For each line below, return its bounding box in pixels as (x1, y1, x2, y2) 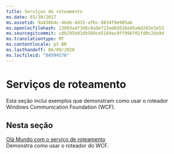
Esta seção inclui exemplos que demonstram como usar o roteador (6, 97, 169, 104)
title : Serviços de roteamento (6, 8, 83, 15)
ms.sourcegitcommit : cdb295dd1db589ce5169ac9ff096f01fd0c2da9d (6, 31, 165, 36)
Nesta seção (6, 120, 53, 130)
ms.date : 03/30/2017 (6, 14, 57, 20)
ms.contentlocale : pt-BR (6, 42, 67, 48)
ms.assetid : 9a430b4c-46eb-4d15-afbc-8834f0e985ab (6, 19, 133, 25)
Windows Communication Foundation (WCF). (6, 103, 116, 111)
